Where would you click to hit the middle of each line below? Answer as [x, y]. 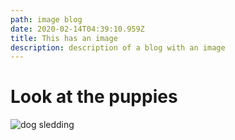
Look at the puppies [94, 97]
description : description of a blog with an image [118, 47]
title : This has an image [64, 38]
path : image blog [46, 19]
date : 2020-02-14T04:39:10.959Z [77, 29]
